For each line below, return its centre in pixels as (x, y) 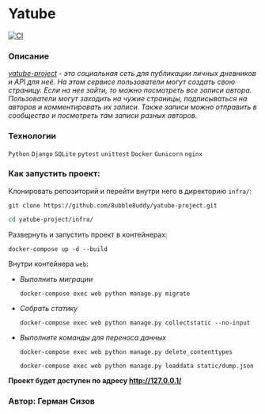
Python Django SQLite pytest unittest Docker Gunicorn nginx (106, 154)
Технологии (32, 136)
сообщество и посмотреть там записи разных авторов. (103, 116)
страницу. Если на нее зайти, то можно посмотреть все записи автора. (130, 90)
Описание (29, 56)
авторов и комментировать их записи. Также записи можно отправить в (132, 107)
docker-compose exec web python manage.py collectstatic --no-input (135, 323)
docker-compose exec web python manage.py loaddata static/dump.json (137, 366)
